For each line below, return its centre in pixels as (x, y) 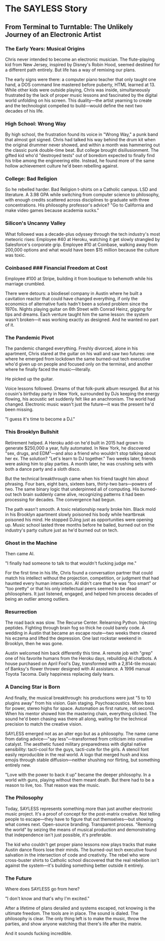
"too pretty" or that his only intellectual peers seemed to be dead (71, 588)
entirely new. (18, 765)
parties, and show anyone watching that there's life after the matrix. (74, 924)
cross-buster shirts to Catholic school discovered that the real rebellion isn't (82, 860)
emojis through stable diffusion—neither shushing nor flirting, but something (82, 760)
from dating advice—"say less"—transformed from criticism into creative (79, 738)
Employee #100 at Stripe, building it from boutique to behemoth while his (79, 279)
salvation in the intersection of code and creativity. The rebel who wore (77, 855)
